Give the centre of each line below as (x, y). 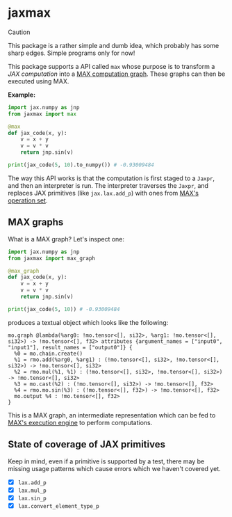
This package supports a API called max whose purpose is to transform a (111, 66)
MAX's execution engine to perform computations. (80, 422)
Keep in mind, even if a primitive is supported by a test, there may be (106, 461)
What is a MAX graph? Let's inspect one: (66, 239)
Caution (19, 32)
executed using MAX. (39, 81)
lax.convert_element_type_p (58, 506)
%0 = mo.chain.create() (48, 353)
